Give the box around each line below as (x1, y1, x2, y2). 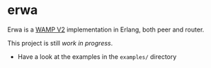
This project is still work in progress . (7, 39, 113, 47)
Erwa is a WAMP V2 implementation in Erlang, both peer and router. (7, 25, 205, 34)
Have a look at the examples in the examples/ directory (17, 52, 177, 61)
